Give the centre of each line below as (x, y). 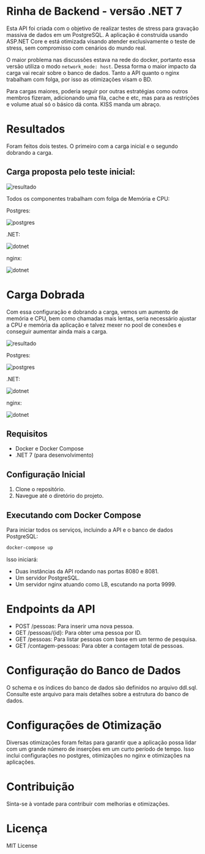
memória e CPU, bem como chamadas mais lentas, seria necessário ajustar (102, 318)
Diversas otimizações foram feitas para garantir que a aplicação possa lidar (102, 742)
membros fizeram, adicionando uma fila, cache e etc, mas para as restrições (103, 98)
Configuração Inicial (46, 474)
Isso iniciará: (22, 559)
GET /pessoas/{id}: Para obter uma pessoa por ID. (78, 632)
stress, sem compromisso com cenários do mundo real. (76, 48)
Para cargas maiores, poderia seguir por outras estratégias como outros (97, 91)
